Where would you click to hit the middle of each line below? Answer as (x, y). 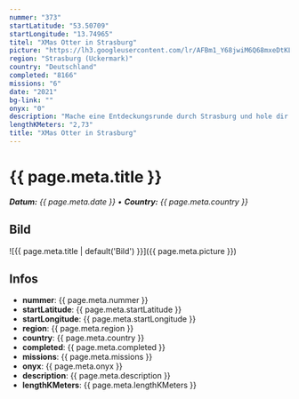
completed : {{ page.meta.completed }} (94, 347)
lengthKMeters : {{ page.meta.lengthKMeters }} (109, 385)
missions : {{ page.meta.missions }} (87, 357)
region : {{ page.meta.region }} (78, 329)
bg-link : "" (31, 100)
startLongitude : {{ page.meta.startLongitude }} (109, 319)
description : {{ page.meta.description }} (96, 376)
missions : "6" (36, 84)
